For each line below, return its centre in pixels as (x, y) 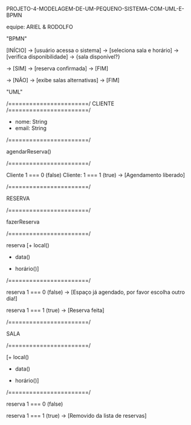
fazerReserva (23, 222)
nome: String (31, 122)
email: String (31, 128)
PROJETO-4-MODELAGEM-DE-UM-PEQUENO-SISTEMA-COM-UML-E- (95, 9)
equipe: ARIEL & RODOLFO (40, 27)
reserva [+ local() (28, 245)
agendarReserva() (29, 151)
